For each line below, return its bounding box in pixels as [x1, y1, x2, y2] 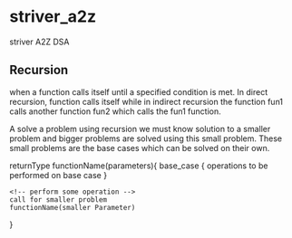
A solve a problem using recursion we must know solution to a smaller [9, 123, 271, 134]
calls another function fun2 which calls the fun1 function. [9, 106, 221, 117]
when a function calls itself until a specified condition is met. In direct [9, 86, 268, 97]
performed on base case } [9, 169, 107, 180]
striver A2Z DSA [9, 36, 70, 47]
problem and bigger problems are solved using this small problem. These [9, 133, 283, 144]
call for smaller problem [9, 195, 107, 205]
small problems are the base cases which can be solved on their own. [9, 142, 270, 153]
